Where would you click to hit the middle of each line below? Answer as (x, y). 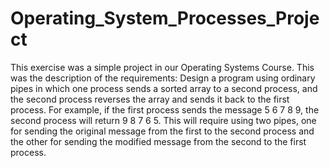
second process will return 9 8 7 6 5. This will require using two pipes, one (163, 120)
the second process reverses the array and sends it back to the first (150, 99)
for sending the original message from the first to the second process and (162, 131)
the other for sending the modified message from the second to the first (158, 141)
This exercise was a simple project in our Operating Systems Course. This (162, 67)
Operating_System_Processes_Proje (165, 18)
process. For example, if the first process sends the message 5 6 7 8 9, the (165, 109)
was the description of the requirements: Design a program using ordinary (163, 78)
